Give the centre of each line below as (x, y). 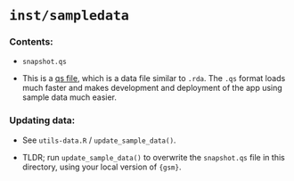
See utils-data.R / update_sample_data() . (99, 140)
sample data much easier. (69, 97)
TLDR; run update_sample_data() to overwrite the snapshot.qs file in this (153, 157)
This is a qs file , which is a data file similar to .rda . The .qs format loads (154, 78)
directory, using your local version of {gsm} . (102, 167)
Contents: (31, 42)
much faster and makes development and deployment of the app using (152, 88)
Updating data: (42, 120)
